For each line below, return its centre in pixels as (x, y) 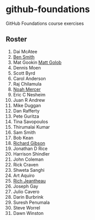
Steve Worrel (27, 208)
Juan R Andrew (29, 100)
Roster (16, 39)
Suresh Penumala (31, 202)
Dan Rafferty (26, 111)
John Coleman (28, 159)
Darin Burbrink (28, 197)
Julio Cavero (26, 192)
